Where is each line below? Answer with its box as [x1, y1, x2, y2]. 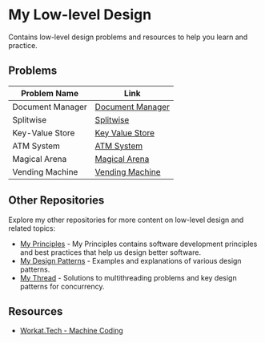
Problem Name [21, 87, 78, 99]
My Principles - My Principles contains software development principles [19, 239, 258, 248]
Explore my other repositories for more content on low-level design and [8, 215, 244, 224]
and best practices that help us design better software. [19, 247, 202, 257]
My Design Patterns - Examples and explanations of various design [19, 256, 242, 265]
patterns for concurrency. [19, 281, 105, 291]
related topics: [8, 223, 56, 233]
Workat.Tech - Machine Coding [19, 326, 124, 336]
